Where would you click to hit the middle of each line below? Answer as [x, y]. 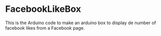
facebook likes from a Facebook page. [45, 28]
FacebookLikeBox [43, 9]
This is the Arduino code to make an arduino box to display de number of [81, 23]
